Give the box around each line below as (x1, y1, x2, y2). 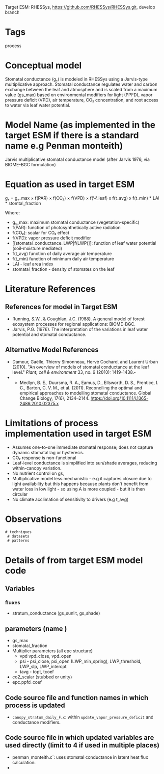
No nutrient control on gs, (12, 470, 65, 476)
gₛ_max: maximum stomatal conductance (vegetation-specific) (12, 219, 140, 225)
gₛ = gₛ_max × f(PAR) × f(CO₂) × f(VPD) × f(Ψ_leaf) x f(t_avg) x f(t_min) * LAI (5, 195, 160, 201)
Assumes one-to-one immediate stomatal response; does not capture (12, 444, 154, 450)
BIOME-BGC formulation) (5, 161, 56, 167)
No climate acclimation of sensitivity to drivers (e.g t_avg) (12, 496, 129, 502)
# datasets (7, 534, 29, 539)
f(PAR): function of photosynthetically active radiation (12, 224, 121, 230)
